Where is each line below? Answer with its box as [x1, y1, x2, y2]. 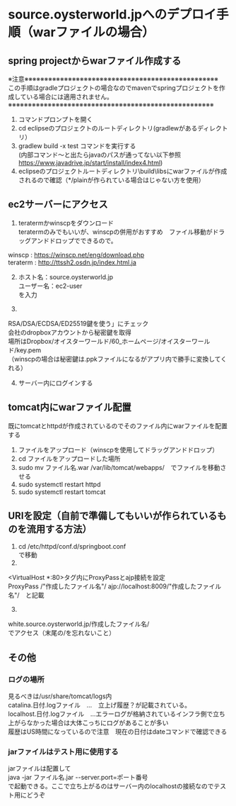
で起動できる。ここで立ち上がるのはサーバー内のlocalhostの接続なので [8, 782, 214, 790]
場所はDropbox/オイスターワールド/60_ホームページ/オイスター [8, 337, 192, 345]
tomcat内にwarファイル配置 [8, 401, 131, 413]
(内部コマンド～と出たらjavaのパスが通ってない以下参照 [18, 150, 181, 159]
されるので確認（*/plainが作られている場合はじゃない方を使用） [18, 176, 205, 184]
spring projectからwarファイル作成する [8, 55, 182, 67]
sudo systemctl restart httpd [18, 480, 101, 488]
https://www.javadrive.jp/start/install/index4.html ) [18, 159, 163, 167]
